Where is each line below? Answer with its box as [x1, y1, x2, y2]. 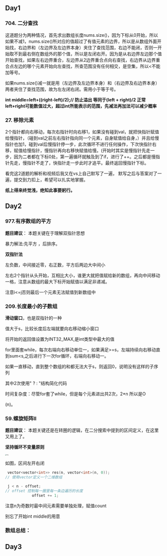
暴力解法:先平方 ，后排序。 [5, 241, 60, 247]
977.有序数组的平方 [5, 218, 51, 225]
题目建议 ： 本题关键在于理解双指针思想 [5, 230, 85, 236]
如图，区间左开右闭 [5, 460, 45, 466]
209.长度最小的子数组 [5, 303, 58, 310]
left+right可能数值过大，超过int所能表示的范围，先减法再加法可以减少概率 [5, 103, 157, 109]
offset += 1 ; [31, 493, 59, 498]
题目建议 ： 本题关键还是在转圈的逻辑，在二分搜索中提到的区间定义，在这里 [5, 427, 159, 433]
